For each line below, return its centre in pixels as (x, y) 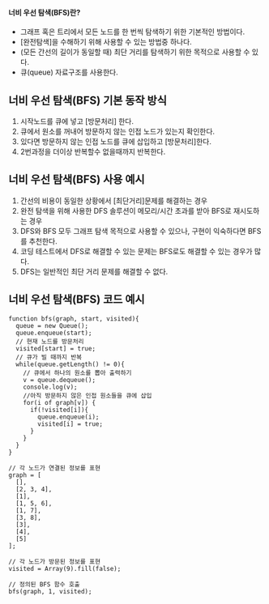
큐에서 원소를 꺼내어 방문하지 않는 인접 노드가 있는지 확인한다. (117, 132)
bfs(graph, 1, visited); (50, 591)
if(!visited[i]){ (59, 410)
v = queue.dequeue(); (59, 380)
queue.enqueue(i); (68, 417)
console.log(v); (51, 387)
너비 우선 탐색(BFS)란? (45, 12)
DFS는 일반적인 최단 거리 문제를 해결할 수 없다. (94, 271)
